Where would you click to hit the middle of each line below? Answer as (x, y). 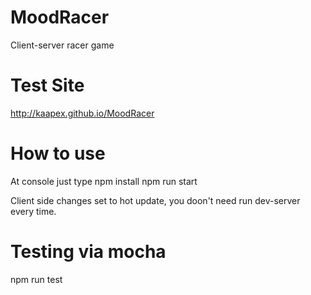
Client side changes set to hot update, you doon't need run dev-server (155, 200)
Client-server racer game (62, 45)
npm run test (36, 279)
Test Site (47, 85)
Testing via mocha (88, 252)
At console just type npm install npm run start (104, 181)
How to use (58, 153)
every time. (33, 211)
